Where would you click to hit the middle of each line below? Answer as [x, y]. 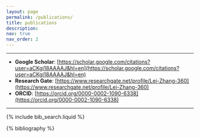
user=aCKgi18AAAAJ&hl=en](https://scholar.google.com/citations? [97, 68]
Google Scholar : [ [37, 62]
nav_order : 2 [22, 39]
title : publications [32, 23]
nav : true [18, 34]
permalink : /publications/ [40, 17]
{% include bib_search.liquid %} [46, 117]
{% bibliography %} [30, 128]
